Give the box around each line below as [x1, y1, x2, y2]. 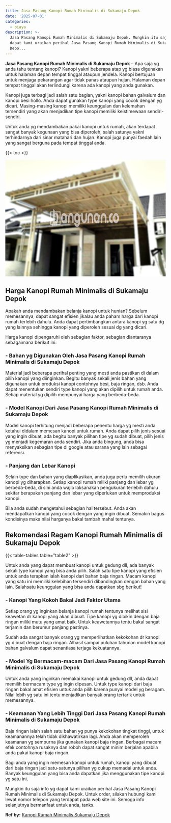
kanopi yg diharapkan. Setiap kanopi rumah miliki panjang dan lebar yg [5, 479, 154, 485]
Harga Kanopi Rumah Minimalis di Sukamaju [5, 286, 149, 295]
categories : [5, 19, 31, 24]
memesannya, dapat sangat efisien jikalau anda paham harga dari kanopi [5, 313, 159, 319]
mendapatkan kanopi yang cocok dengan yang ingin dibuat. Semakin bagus [5, 510, 164, 516]
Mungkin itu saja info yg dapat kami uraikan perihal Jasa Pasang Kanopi [5, 785, 156, 791]
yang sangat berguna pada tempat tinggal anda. [5, 140, 106, 146]
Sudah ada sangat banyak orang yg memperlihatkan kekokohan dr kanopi [5, 634, 160, 640]
